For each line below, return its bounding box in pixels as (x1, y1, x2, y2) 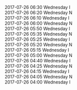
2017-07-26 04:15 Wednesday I (4, 68, 69, 74)
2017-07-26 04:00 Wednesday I (4, 79, 70, 85)
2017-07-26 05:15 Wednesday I (4, 47, 69, 53)
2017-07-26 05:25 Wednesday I (4, 36, 70, 42)
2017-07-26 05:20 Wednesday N (4, 42, 72, 47)
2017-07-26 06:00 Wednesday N (4, 20, 73, 26)
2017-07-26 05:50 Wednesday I (4, 26, 70, 32)
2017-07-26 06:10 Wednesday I (4, 15, 69, 21)
